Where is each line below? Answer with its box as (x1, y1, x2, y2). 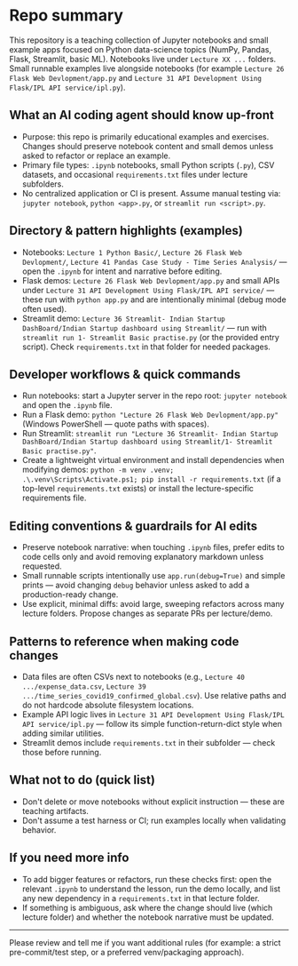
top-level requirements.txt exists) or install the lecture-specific (21, 483, 255, 494)
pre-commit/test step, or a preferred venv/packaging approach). (9, 946, 245, 957)
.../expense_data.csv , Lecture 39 (21, 681, 146, 691)
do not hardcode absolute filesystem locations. (21, 699, 194, 710)
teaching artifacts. (21, 805, 89, 816)
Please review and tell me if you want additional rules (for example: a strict (9, 937, 281, 947)
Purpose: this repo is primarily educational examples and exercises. (21, 131, 270, 142)
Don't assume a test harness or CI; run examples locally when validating (21, 815, 286, 826)
